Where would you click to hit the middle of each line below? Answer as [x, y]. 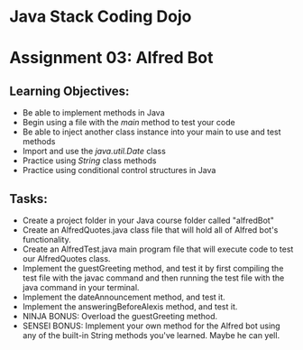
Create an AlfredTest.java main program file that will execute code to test [158, 249]
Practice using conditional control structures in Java [119, 170]
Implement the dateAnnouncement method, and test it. [124, 297]
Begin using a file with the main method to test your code [129, 123]
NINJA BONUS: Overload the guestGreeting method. [120, 316]
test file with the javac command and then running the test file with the [153, 278]
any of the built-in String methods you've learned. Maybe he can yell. [151, 335]
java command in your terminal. [81, 287]
